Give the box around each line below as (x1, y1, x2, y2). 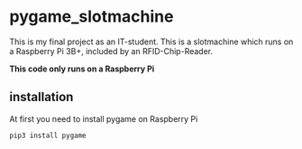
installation (9, 89, 74, 105)
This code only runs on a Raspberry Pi (9, 63, 155, 74)
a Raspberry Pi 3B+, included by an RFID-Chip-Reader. (9, 45, 214, 56)
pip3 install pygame (9, 131, 87, 140)
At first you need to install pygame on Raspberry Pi (9, 113, 198, 124)
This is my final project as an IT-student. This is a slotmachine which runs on (9, 36, 294, 47)
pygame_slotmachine (9, 6, 174, 27)
